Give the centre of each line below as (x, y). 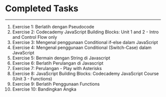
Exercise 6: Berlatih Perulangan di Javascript (58, 63)
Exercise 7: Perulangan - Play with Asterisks (57, 68)
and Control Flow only (35, 37)
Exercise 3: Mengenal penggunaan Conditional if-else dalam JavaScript (85, 42)
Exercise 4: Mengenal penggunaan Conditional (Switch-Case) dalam (82, 48)
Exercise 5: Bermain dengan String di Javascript (61, 58)
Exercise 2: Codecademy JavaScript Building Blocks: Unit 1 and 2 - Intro (85, 32)
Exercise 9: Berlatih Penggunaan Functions (56, 84)
